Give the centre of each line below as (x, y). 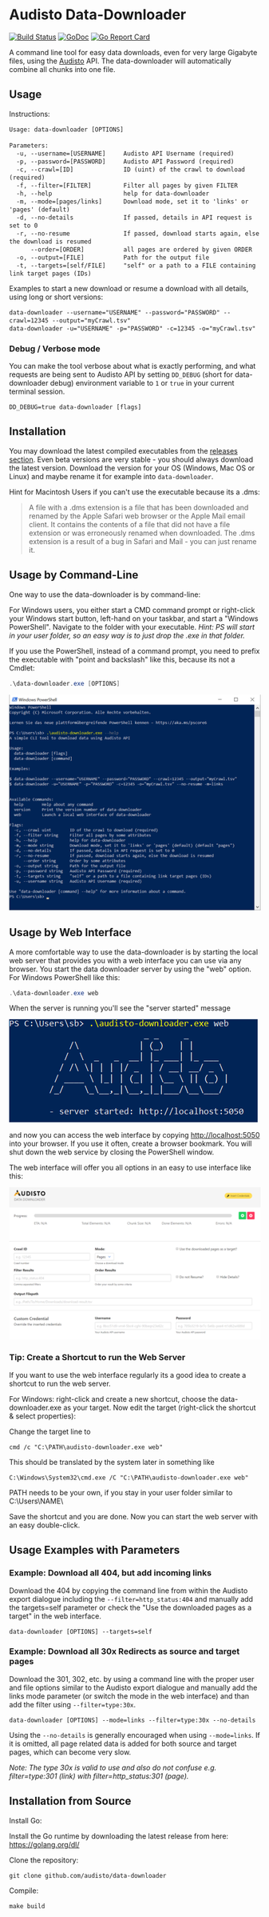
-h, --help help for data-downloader (113, 194)
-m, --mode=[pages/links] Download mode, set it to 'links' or (133, 202)
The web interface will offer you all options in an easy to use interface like (130, 1168)
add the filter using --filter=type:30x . (73, 1704)
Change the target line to (50, 1431)
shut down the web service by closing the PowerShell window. (112, 1152)
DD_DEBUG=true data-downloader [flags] (75, 407)
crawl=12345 (29, 320)
